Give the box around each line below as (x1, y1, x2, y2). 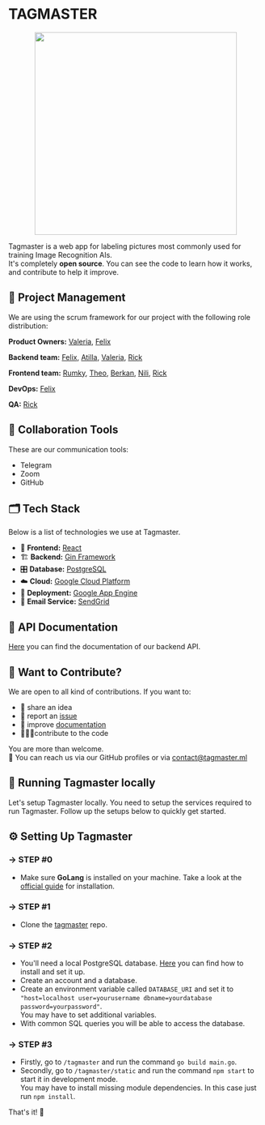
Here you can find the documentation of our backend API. (8, 642, 201, 652)
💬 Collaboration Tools (8, 423, 119, 437)
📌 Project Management (8, 291, 126, 305)
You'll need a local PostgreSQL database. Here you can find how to (19, 958, 244, 969)
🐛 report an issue (19, 711, 78, 721)
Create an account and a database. (19, 976, 137, 986)
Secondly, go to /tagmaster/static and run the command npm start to (19, 1066, 254, 1076)
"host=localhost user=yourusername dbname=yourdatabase (19, 995, 212, 1003)
